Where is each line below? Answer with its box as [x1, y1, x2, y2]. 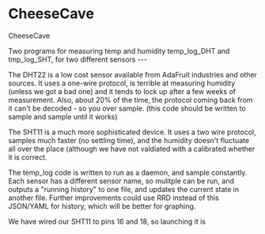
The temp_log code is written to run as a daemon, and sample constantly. [8, 168, 248, 177]
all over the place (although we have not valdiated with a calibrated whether [8, 144, 256, 153]
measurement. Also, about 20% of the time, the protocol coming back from [8, 95, 253, 104]
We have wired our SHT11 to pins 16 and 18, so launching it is [8, 217, 206, 226]
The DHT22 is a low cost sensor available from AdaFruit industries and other [8, 70, 257, 79]
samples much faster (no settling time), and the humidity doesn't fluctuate [8, 135, 250, 145]
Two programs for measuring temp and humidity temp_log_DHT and [8, 46, 230, 55]
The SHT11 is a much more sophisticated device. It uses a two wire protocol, [8, 127, 256, 137]
